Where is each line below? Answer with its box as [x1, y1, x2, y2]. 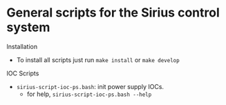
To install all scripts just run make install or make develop [16, 55, 180, 64]
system [6, 19, 50, 35]
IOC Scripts [6, 69, 39, 77]
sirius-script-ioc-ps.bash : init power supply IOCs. [16, 82, 164, 90]
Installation [6, 42, 38, 50]
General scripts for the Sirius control [6, 5, 220, 21]
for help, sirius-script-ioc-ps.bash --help [26, 90, 152, 98]
